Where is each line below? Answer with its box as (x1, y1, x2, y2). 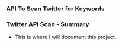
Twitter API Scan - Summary (6, 20, 90, 28)
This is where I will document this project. (14, 34, 117, 41)
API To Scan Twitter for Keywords (6, 5, 105, 13)
